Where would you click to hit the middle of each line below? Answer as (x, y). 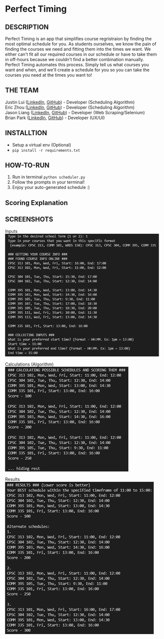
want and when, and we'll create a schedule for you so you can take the (77, 70)
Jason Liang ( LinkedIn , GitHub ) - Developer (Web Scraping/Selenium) (75, 112)
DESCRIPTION (27, 27)
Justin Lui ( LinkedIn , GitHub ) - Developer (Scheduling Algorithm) (70, 102)
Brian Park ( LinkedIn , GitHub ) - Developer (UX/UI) (55, 118)
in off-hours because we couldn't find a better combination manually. (75, 59)
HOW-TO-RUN (27, 165)
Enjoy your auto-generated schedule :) (51, 187)
